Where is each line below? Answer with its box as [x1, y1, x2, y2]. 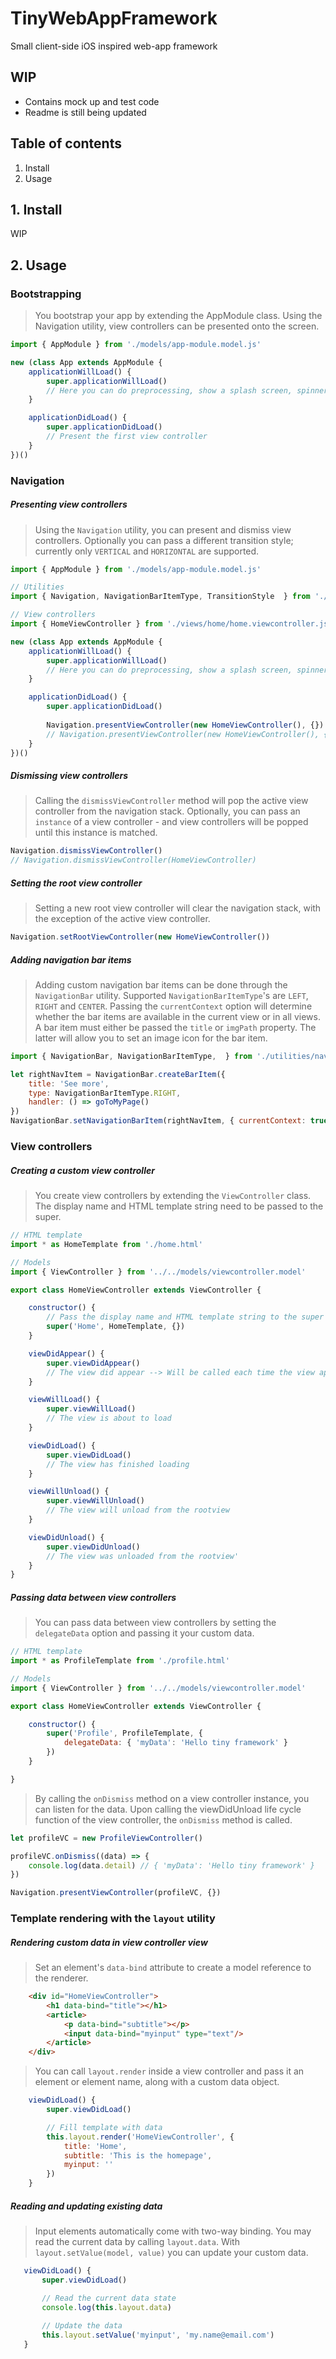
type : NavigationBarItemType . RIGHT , [28, 1088, 182, 1098]
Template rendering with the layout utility [10, 1912, 216, 1926]
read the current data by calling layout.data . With [34, 2236, 240, 2248]
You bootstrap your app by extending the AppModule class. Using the [34, 310, 323, 322]
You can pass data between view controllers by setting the [34, 1617, 277, 1629]
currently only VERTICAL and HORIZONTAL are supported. [34, 545, 260, 557]
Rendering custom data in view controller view [10, 1936, 208, 1948]
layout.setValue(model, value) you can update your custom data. [34, 2247, 309, 2259]
